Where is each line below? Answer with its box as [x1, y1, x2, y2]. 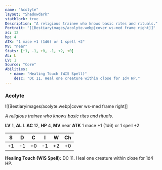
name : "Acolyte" [5, 7, 39, 12]
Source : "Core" [5, 62, 37, 67]
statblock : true [5, 16, 39, 21]
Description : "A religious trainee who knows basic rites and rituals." [5, 21, 158, 26]
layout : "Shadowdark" [5, 12, 50, 17]
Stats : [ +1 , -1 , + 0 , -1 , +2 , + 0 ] [5, 48, 74, 53]
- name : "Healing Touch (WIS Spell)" [9, 71, 87, 76]
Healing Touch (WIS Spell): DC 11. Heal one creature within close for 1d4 [5, 155, 154, 161]
